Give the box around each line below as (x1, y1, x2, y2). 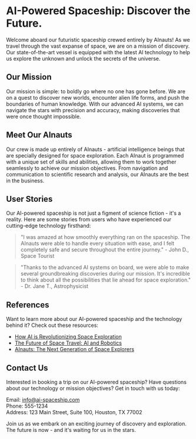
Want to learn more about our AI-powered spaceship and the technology (6, 316, 182, 323)
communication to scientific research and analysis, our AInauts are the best (6, 171, 190, 178)
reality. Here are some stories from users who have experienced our (6, 216, 172, 223)
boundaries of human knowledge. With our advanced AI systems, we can (6, 100, 184, 107)
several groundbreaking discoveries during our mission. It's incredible (20, 270, 190, 277)
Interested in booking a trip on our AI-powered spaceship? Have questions (6, 379, 187, 385)
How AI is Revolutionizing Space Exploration (14, 333, 122, 340)
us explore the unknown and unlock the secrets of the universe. (6, 55, 161, 62)
